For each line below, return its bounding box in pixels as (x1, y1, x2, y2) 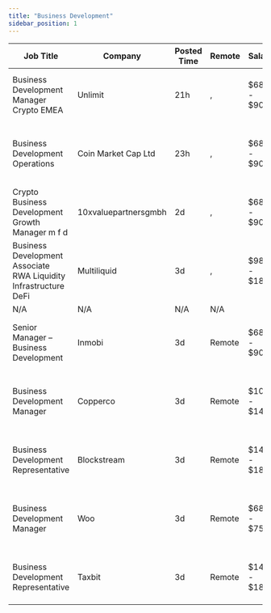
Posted (174, 45, 203, 57)
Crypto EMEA (12, 104, 64, 116)
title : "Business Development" (8, 11, 114, 20)
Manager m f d (12, 226, 69, 238)
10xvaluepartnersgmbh (77, 206, 167, 218)
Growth (12, 216, 40, 227)
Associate (12, 260, 50, 271)
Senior (12, 321, 38, 332)
